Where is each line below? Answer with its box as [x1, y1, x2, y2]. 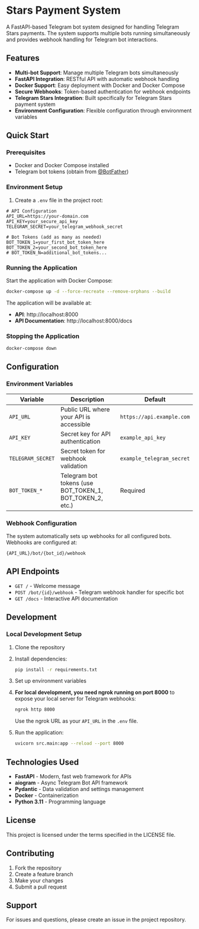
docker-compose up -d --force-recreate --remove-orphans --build [6, 289, 171, 295]
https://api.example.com [120, 413, 190, 420]
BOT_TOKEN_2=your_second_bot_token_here [6, 245, 108, 251]
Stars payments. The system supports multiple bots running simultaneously [6, 29, 191, 36]
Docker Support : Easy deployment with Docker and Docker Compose [14, 82, 185, 89]
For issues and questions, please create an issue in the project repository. [6, 916, 187, 923]
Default [144, 395, 166, 403]
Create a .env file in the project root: [14, 196, 104, 204]
